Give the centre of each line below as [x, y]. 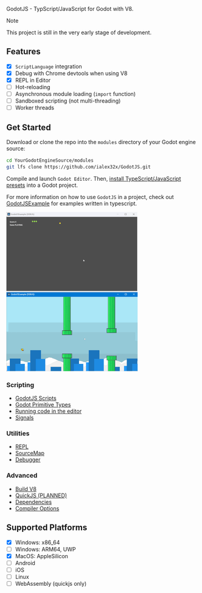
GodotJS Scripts [36, 398]
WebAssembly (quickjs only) [51, 583]
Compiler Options [37, 508]
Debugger [28, 460]
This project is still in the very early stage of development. [79, 32]
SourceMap [30, 453]
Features [23, 52]
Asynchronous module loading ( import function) [75, 94]
